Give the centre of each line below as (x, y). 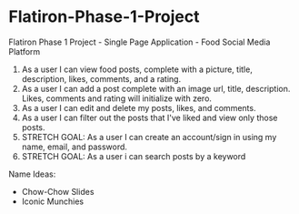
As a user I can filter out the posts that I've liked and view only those (149, 117)
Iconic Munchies (52, 201)
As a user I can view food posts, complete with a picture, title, (137, 69)
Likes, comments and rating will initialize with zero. (117, 98)
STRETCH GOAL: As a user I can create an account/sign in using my (149, 137)
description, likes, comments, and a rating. (101, 78)
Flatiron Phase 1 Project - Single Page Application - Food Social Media (140, 42)
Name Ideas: (32, 174)
